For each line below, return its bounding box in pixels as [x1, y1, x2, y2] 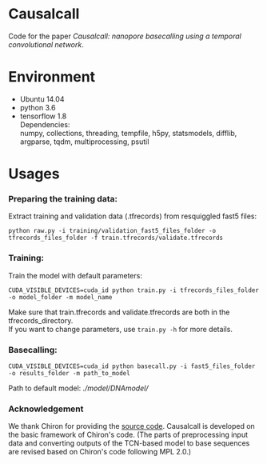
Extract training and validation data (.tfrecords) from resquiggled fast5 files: [8, 211, 257, 221]
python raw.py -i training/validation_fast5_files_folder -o [8, 227, 217, 235]
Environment [8, 68, 96, 86]
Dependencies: [19, 119, 70, 129]
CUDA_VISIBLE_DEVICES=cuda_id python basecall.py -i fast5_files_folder [8, 362, 256, 370]
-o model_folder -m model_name [8, 293, 113, 301]
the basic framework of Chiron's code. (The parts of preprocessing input [8, 430, 249, 440]
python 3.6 [19, 102, 56, 112]
